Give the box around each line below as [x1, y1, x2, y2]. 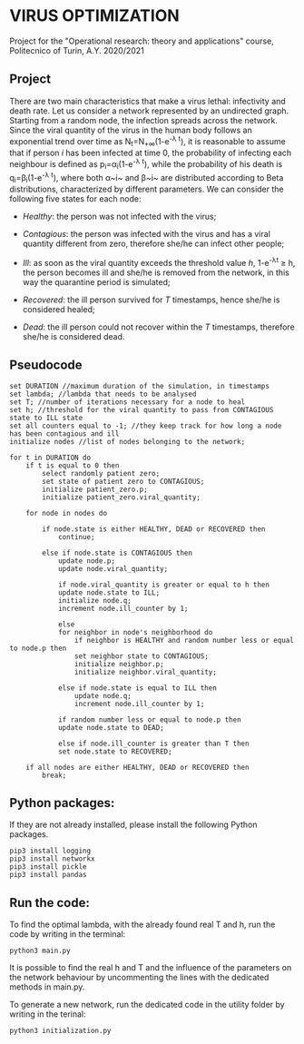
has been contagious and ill [9, 428, 120, 438]
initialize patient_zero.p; [42, 485, 148, 494]
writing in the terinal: [9, 1009, 86, 1019]
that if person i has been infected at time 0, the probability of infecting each [9, 147, 292, 159]
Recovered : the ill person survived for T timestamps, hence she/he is [22, 294, 280, 305]
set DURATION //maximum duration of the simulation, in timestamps [9, 381, 270, 390]
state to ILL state [9, 413, 83, 422]
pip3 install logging [9, 846, 92, 856]
